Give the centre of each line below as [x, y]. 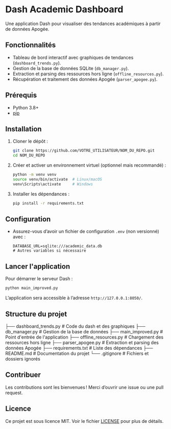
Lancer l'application [38, 266]
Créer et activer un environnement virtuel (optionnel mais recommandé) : [89, 165]
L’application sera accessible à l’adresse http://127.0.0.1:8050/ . [74, 298]
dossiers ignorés [23, 358]
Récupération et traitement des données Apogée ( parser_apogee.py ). [85, 79]
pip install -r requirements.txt [48, 203]
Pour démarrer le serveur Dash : [39, 279]
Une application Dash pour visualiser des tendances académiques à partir [83, 24]
